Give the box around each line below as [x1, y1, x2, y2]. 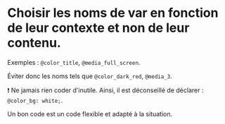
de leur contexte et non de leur [7, 20, 190, 36]
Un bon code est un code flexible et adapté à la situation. [7, 109, 173, 118]
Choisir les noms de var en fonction [7, 5, 219, 21]
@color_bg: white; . [7, 96, 63, 104]
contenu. [7, 35, 61, 51]
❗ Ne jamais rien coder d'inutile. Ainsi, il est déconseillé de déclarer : [7, 86, 204, 94]
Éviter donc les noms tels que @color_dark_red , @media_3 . [7, 72, 172, 80]
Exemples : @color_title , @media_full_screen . [7, 58, 141, 66]
